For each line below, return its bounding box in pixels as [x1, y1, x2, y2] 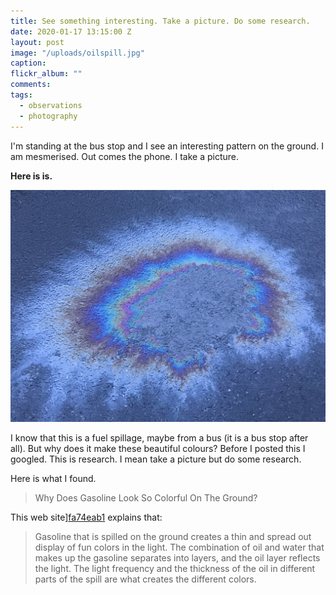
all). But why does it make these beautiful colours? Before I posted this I [10, 442, 306, 454]
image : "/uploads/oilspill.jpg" [10, 48, 145, 58]
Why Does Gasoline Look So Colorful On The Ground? [34, 491, 258, 504]
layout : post [10, 37, 65, 47]
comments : [10, 80, 52, 90]
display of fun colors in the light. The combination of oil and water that [34, 541, 325, 553]
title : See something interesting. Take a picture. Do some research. [10, 16, 311, 26]
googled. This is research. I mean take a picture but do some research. [10, 453, 302, 465]
